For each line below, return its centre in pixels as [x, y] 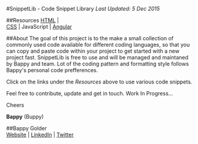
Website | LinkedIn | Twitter [40, 135]
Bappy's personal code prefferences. [52, 70]
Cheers [15, 105]
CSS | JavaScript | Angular [39, 27]
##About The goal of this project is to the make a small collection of [90, 38]
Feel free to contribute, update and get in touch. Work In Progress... [90, 93]
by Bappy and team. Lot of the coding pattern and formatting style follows [97, 64]
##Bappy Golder [26, 128]
